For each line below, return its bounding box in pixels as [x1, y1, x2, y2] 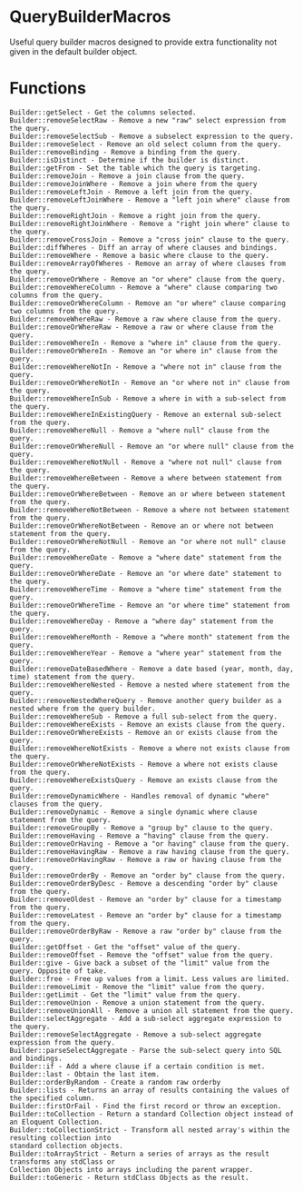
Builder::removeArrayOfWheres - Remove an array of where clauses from [9, 259, 286, 268]
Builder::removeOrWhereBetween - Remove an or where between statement [9, 489, 286, 499]
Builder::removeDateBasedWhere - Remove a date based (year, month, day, [9, 664, 295, 673]
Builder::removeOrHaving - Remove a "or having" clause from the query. [9, 839, 290, 849]
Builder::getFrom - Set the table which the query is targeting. [9, 164, 261, 173]
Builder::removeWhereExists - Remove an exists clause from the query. [9, 720, 286, 729]
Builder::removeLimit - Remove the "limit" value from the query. [9, 982, 266, 991]
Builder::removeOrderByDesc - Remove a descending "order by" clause [9, 878, 279, 888]
